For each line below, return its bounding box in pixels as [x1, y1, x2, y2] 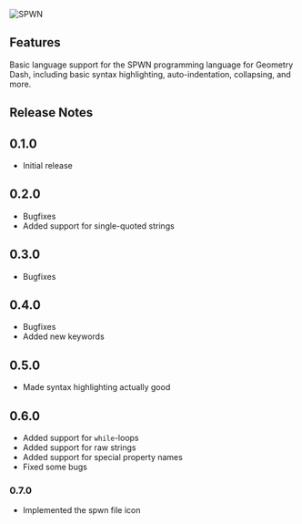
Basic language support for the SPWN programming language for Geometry [9, 59, 294, 70]
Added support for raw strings [22, 442, 136, 453]
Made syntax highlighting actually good [22, 382, 171, 393]
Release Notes [9, 105, 94, 120]
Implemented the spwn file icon [22, 505, 141, 516]
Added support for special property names [22, 452, 184, 463]
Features [9, 35, 61, 50]
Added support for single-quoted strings [22, 220, 175, 231]
